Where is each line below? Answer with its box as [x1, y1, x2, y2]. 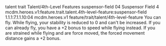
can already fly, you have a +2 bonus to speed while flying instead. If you [5, 25, 156, 31]
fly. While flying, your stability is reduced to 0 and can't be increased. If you [5, 20, 161, 25]
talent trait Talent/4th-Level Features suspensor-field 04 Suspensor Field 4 [5, 4, 160, 9]
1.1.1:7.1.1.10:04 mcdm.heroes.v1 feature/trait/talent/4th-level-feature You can [5, 14, 161, 20]
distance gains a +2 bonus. [5, 36, 61, 41]
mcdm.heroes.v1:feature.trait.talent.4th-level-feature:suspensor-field [5, 9, 147, 15]
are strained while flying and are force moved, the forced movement [5, 30, 145, 36]
